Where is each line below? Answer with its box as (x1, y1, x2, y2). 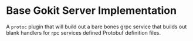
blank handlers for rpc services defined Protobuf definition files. (6, 29, 161, 36)
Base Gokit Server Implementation (6, 4, 177, 17)
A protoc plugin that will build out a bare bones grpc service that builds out (6, 23, 187, 30)
